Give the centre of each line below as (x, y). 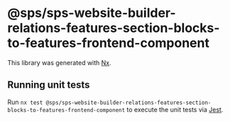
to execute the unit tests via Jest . (175, 109)
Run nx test (25, 102)
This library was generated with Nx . (59, 62)
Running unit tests (49, 85)
